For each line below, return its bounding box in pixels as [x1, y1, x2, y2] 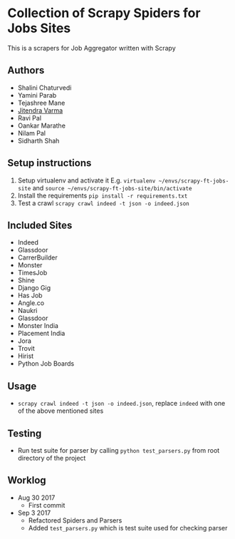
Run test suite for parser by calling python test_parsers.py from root [17, 446, 220, 454]
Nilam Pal [17, 128, 46, 137]
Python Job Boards [17, 359, 75, 368]
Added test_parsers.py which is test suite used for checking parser [28, 523, 228, 532]
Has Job [17, 291, 43, 300]
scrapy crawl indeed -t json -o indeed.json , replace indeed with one [17, 399, 226, 408]
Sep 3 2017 [17, 508, 51, 517]
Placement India [17, 329, 66, 338]
